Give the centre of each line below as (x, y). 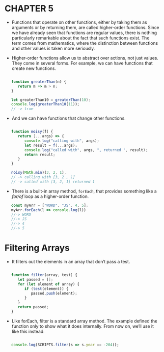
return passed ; (33, 307)
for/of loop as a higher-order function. (50, 196)
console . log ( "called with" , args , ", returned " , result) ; (86, 150)
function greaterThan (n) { (39, 82)
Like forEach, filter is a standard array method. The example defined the (84, 321)
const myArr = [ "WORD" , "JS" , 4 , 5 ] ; (50, 205)
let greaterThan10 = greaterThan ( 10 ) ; (51, 100)
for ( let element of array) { (48, 284)
